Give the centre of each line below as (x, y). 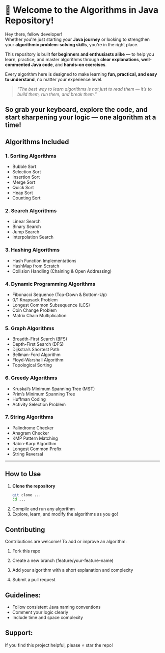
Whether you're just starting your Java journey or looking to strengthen (77, 39)
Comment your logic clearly (40, 612)
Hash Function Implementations (44, 261)
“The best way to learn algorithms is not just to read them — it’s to (84, 89)
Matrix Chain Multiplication (39, 315)
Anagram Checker (30, 433)
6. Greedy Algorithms (31, 378)
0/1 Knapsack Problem (35, 299)
